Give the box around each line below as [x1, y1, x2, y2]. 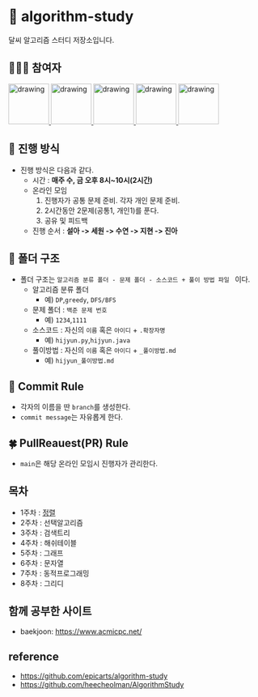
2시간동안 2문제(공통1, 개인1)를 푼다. [44, 206, 159, 215]
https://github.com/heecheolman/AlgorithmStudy [19, 680, 184, 690]
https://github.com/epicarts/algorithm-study [19, 671, 168, 681]
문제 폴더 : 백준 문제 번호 [32, 305, 108, 315]
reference [8, 650, 59, 664]
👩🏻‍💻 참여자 [8, 61, 62, 75]
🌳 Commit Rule [8, 380, 84, 393]
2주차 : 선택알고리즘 [19, 517, 83, 527]
